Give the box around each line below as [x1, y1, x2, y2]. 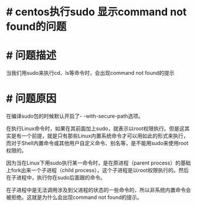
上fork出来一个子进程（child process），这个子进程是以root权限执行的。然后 [6, 167, 189, 174]
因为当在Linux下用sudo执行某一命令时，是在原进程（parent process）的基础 [6, 159, 191, 167]
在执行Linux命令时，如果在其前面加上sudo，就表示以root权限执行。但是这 [6, 125, 185, 132]
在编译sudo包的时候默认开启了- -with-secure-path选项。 [6, 112, 144, 120]
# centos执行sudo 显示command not [6, 5, 187, 19]
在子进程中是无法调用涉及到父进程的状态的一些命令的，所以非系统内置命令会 [6, 187, 191, 194]
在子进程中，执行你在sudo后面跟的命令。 [6, 174, 106, 181]
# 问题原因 [6, 92, 57, 105]
